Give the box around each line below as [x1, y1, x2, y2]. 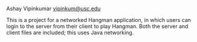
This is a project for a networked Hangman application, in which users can [6, 17, 192, 23]
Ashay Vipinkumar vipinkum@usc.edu [6, 5, 101, 12]
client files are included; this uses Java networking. [6, 29, 134, 36]
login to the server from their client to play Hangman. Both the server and [6, 23, 189, 30]
